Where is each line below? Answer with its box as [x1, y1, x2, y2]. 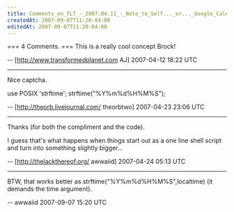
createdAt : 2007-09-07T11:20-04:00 [7, 17, 111, 24]
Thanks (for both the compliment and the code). [7, 123, 145, 131]
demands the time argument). [7, 185, 93, 193]
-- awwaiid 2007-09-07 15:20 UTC [7, 198, 107, 206]
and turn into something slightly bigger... [7, 144, 123, 152]
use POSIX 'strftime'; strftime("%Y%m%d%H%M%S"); [7, 89, 166, 98]
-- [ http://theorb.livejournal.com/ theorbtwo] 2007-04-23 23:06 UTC [7, 103, 205, 112]
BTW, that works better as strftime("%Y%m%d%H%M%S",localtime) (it [7, 177, 213, 185]
